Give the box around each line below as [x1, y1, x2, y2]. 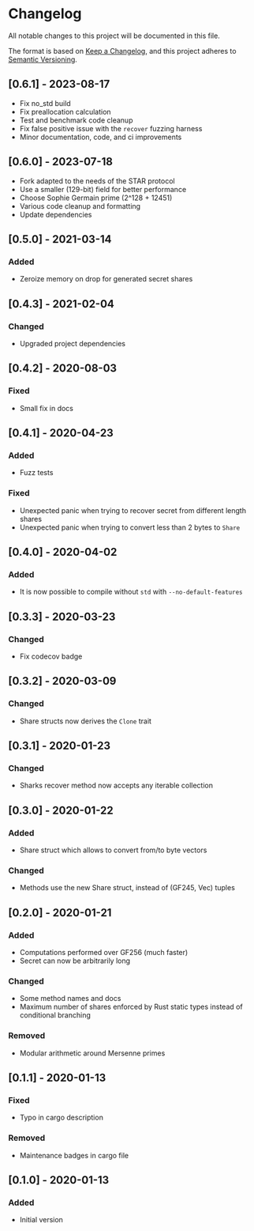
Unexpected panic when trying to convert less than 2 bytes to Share [19, 523, 241, 532]
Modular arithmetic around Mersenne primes [19, 1048, 166, 1058]
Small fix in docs [19, 403, 73, 413]
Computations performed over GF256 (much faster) [19, 948, 189, 957]
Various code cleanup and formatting [19, 201, 140, 210]
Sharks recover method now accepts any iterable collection [19, 780, 213, 791]
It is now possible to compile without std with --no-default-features [19, 587, 243, 597]
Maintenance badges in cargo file [19, 1150, 129, 1160]
